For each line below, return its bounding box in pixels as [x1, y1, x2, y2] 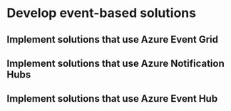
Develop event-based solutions [6, 5, 197, 21]
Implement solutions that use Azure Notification [6, 57, 225, 69]
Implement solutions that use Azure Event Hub [6, 92, 218, 105]
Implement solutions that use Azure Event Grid [6, 33, 219, 46]
